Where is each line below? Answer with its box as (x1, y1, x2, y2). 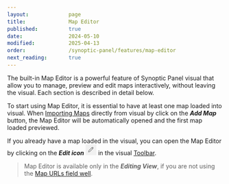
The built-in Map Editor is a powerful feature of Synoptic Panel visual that (7, 74, 215, 82)
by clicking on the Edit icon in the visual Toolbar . (7, 148, 157, 157)
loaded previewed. (7, 123, 60, 131)
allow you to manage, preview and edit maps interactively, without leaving (7, 81, 216, 89)
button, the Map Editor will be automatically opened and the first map (7, 116, 202, 124)
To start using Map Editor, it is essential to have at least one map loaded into (7, 101, 222, 109)
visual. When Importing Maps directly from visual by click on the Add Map (7, 109, 217, 117)
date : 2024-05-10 (7, 33, 99, 40)
